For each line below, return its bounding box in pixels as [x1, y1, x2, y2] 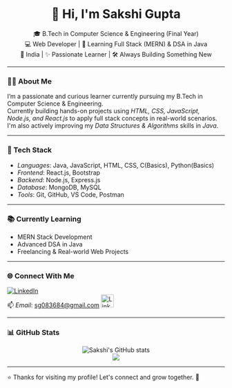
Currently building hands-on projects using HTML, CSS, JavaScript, [7, 107, 200, 115]
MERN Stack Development [17, 233, 93, 241]
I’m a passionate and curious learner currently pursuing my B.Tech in [7, 93, 203, 101]
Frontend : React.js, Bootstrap [17, 168, 101, 177]
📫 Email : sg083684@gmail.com [7, 301, 100, 309]
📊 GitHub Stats [7, 328, 60, 338]
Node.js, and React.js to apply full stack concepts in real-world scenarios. [7, 114, 217, 123]
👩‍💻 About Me [7, 76, 52, 86]
